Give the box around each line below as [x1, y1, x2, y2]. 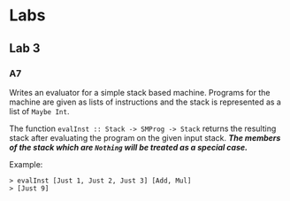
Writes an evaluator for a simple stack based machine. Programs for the [9, 87, 271, 97]
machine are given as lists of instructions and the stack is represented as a [9, 97, 281, 107]
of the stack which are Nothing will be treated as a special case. [9, 142, 248, 152]
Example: [9, 158, 43, 169]
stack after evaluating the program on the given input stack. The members [9, 132, 281, 143]
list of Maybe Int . [9, 105, 70, 116]
